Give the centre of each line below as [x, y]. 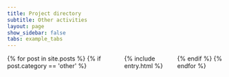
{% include [140, 58]
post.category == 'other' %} [47, 66]
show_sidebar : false [37, 33]
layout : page [26, 26]
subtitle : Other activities [47, 20]
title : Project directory [44, 13]
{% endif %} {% [200, 58]
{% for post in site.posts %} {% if [54, 58]
